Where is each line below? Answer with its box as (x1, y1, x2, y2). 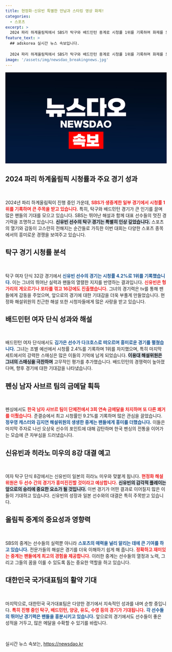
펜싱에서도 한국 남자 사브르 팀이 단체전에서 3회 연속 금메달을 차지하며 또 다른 (5, 407, 157, 413)
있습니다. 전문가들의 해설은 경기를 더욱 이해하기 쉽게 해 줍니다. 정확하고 (10, 546, 153, 553)
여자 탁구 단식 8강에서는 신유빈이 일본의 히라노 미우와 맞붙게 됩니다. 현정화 (5, 473, 155, 480)
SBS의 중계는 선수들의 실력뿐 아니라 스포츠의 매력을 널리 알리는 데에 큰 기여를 (5, 540, 159, 546)
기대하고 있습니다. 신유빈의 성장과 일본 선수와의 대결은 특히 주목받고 (14, 492, 150, 499)
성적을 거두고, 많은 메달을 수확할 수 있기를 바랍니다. (5, 620, 107, 626)
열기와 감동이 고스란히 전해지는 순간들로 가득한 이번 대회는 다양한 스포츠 (10, 225, 155, 231)
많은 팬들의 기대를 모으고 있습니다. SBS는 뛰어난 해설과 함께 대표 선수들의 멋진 (5, 212, 161, 218)
